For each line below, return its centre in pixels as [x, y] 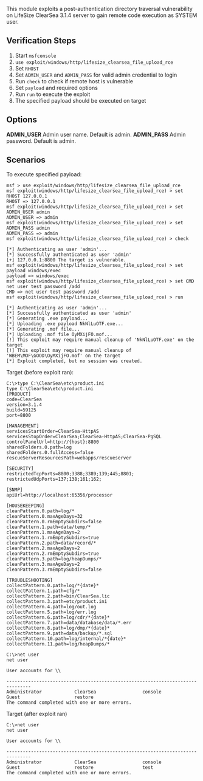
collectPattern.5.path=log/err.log [51, 612]
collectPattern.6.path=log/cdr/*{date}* [58, 618]
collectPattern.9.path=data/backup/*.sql [60, 634]
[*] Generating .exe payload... [47, 318]
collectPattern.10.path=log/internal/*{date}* [66, 639]
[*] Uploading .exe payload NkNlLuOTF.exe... [65, 324]
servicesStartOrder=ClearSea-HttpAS [53, 432]
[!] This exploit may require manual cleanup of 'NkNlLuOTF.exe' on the [100, 340]
